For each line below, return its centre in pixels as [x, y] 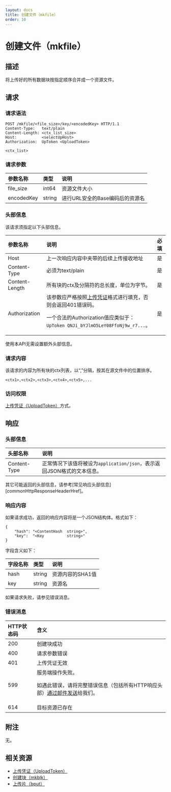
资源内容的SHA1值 [74, 575]
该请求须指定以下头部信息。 [34, 227]
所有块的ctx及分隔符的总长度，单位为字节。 [99, 285]
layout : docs [19, 10]
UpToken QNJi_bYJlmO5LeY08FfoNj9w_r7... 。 [99, 325]
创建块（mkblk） [30, 778]
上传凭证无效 [52, 663]
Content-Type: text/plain [35, 129]
